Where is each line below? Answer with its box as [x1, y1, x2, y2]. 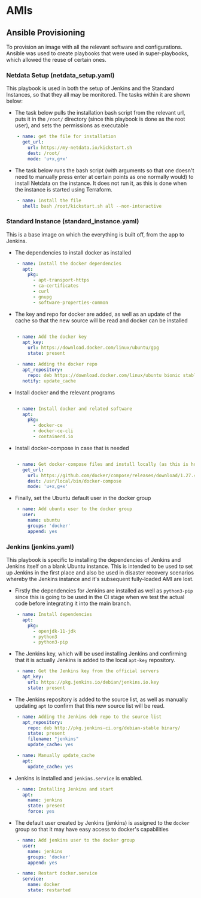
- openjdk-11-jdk [32, 628, 77, 634]
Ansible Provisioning [6, 28, 86, 38]
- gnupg [32, 294, 52, 300]
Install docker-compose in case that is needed [14, 444, 130, 451]
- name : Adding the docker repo [17, 361, 98, 367]
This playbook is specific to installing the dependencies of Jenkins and [6, 556, 181, 564]
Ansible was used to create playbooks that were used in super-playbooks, [6, 50, 189, 57]
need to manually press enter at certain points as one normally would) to [14, 173, 194, 180]
